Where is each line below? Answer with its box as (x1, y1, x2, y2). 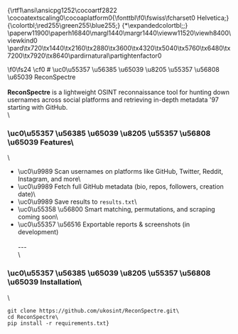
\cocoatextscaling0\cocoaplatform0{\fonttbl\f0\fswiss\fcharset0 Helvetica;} (7, 14, 229, 22)
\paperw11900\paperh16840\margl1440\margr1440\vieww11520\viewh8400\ (7, 28, 232, 37)
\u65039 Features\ (7, 137, 74, 147)
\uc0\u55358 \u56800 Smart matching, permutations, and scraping (17, 205, 215, 214)
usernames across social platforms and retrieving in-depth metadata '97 (7, 95, 219, 104)
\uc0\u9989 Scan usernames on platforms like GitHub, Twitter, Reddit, (17, 167, 224, 176)
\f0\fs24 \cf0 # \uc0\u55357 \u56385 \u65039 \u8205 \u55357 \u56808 (7, 66, 220, 73)
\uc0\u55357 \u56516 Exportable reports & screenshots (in (17, 220, 190, 229)
